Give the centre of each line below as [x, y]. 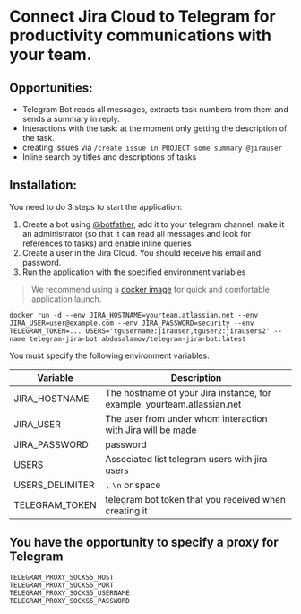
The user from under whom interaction [186, 418]
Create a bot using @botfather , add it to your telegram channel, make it [153, 224]
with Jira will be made [151, 430]
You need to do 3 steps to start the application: [96, 206]
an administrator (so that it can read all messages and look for [137, 233]
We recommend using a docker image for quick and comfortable [150, 289]
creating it [126, 511]
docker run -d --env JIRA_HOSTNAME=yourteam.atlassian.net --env [133, 315]
